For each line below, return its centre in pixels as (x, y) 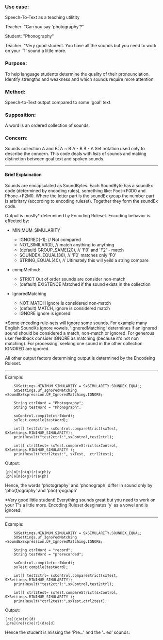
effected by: (17, 221)
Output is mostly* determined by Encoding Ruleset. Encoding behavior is (78, 215)
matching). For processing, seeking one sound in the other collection (74, 343)
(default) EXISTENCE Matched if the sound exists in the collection (85, 284)
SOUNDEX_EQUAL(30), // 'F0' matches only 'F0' (68, 255)
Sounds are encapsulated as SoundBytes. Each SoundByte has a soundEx (79, 185)
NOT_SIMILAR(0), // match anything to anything (67, 244)
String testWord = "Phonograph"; (48, 407)
